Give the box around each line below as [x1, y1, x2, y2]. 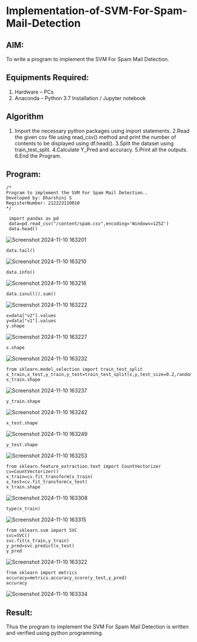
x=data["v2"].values [6, 313, 57, 319]
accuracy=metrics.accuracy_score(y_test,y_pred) [6, 575, 127, 581]
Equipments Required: [6, 72, 89, 83]
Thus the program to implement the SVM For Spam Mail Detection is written [6, 623, 189, 630]
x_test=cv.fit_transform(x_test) [6, 479, 88, 485]
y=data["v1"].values [6, 318, 57, 324]
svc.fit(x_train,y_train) [6, 538, 69, 544]
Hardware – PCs [14, 88, 54, 95]
